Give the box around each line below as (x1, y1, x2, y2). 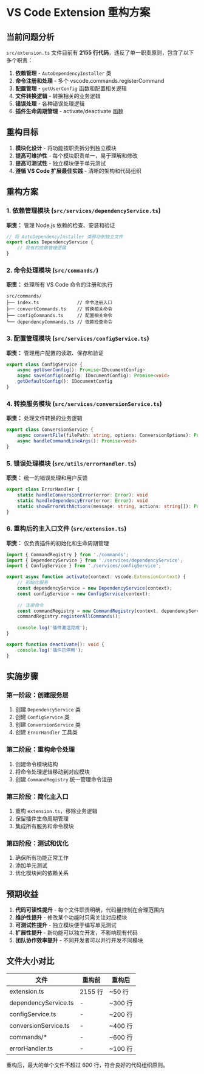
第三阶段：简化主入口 (6, 792, 69, 801)
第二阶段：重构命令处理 (6, 745, 75, 754)
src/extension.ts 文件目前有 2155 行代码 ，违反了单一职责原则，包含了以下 (6, 49, 194, 56)
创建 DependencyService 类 (15, 706, 81, 713)
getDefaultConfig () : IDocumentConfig (17, 378, 113, 385)
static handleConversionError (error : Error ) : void (17, 492, 148, 498)
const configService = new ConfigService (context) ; (17, 591, 151, 597)
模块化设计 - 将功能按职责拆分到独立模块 (15, 144, 117, 152)
